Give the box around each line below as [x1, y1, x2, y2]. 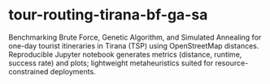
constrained [8, 66, 49, 76]
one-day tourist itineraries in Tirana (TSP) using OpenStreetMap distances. [8, 40, 259, 50]
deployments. [50, 66, 96, 76]
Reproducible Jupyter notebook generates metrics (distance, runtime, [8, 49, 242, 59]
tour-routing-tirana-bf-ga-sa [8, 6, 208, 24]
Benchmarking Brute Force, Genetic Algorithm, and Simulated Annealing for [8, 32, 262, 42]
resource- [215, 58, 249, 68]
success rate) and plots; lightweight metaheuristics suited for [8, 58, 214, 68]
